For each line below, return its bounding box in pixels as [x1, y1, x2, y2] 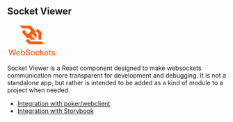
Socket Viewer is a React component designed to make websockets [7, 64, 202, 72]
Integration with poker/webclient [17, 99, 111, 107]
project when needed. [7, 86, 71, 94]
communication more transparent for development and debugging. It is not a [7, 71, 227, 79]
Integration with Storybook [17, 107, 94, 115]
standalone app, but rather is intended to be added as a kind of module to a [7, 78, 224, 87]
